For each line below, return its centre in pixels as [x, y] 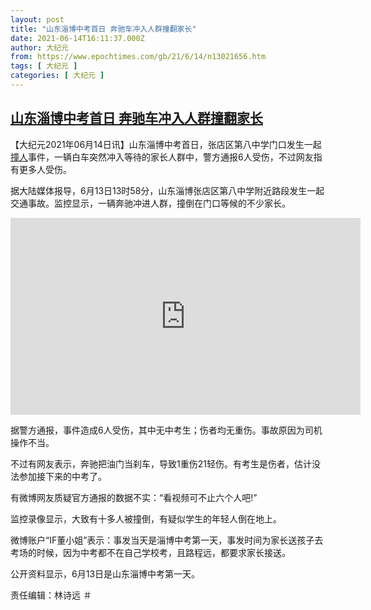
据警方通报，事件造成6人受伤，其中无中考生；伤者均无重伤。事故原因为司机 [166, 430]
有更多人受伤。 [41, 169]
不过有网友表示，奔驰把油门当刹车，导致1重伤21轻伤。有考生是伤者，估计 [161, 463]
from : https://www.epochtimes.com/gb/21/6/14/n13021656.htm [138, 57]
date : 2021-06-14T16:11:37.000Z [77, 38]
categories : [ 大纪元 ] [57, 76]
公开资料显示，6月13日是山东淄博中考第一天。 [105, 573]
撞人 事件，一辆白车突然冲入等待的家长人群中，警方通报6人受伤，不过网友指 [166, 157]
